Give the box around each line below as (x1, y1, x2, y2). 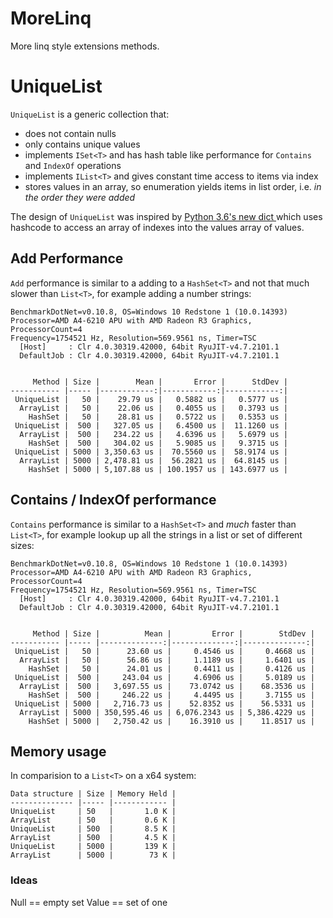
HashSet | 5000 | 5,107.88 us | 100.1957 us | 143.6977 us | (28, 464, 288, 474)
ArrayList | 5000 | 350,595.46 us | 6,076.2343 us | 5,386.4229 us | (19, 707, 315, 717)
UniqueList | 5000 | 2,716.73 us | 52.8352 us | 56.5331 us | (14, 698, 315, 709)
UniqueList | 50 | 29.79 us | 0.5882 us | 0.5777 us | (14, 394, 288, 404)
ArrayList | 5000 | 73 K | (10, 850, 177, 861)
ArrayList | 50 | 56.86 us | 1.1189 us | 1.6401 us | (19, 655, 315, 665)
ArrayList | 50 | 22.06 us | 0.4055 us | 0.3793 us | (19, 403, 288, 413)
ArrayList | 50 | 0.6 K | (10, 815, 177, 826)
